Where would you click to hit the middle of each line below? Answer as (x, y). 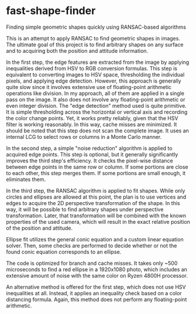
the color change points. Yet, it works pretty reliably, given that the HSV (92, 118)
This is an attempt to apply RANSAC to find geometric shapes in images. (93, 38)
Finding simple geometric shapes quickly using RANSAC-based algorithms (96, 27)
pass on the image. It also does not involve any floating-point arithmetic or (96, 99)
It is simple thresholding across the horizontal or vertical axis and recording (97, 112)
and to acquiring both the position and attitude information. (77, 50)
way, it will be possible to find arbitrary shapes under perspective (85, 209)
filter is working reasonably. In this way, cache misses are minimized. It (92, 124)
